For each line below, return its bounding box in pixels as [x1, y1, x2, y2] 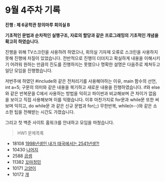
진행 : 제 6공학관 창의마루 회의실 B [5, 22, 70, 28]
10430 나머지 [12, 146, 38, 152]
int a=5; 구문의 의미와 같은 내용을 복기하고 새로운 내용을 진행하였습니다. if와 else [5, 84, 160, 90]
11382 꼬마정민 [12, 159, 41, 165]
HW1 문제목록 [17, 130, 44, 136]
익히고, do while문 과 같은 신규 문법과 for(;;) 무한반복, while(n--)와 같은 [14, 102, 152, 109]
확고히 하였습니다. [5, 38, 40, 45]
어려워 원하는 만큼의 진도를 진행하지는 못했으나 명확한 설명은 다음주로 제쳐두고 [10, 61, 161, 67]
